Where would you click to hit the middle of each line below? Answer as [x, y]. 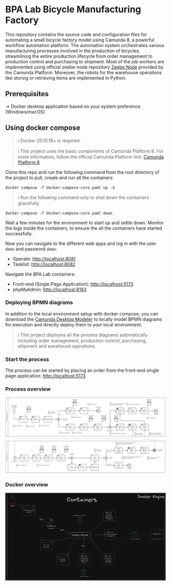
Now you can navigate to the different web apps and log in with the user [81, 243]
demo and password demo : [31, 249]
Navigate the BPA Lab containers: [40, 274]
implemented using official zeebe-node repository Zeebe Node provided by [84, 67]
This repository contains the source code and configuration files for [76, 34]
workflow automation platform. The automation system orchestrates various [85, 45]
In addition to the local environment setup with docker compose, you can [82, 313]
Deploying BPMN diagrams [39, 303]
